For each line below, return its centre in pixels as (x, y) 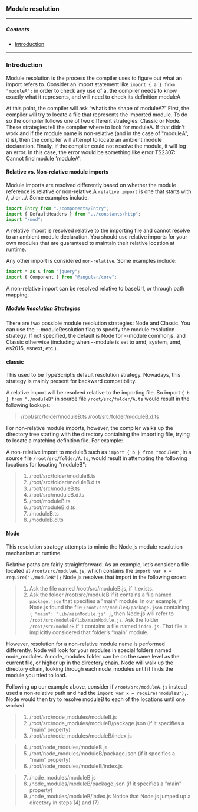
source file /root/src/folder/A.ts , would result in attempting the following (97, 458)
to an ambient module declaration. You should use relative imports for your (97, 237)
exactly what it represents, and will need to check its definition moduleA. (94, 97)
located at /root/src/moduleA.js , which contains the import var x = (89, 570)
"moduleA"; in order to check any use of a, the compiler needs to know (92, 90)
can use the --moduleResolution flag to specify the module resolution (90, 330)
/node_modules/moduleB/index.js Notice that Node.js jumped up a (110, 796)
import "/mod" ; (25, 219)
